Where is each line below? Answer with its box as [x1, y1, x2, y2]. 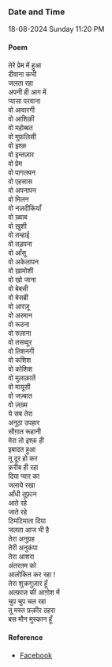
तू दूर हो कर [8, 453, 38, 463]
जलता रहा [8, 78, 34, 87]
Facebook [19, 650, 53, 660]
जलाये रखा [8, 480, 35, 490]
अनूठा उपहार [8, 418, 40, 427]
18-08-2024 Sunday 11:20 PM [8, 25, 105, 34]
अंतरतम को [8, 561, 37, 570]
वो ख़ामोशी [8, 265, 34, 276]
